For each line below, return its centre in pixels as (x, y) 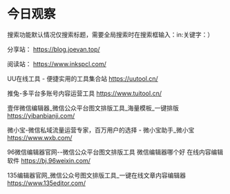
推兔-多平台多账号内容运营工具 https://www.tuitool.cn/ (85, 93)
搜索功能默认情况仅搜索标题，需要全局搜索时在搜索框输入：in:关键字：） (111, 35)
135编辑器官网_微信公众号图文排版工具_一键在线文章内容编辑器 (97, 175)
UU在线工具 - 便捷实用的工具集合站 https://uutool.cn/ (83, 78)
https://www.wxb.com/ (40, 137)
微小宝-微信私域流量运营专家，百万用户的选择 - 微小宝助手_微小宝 (101, 130)
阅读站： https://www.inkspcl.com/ (57, 64)
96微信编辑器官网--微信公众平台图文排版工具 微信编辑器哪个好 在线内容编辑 (115, 152)
